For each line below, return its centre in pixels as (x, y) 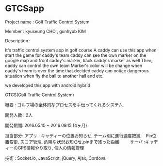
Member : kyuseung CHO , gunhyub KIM (46, 31)
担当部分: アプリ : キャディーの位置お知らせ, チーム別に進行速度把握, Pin (79, 135)
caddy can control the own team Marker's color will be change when (74, 66)
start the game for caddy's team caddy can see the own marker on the (76, 55)
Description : (18, 41)
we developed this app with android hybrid (48, 85)
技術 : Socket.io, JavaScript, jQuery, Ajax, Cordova (55, 158)
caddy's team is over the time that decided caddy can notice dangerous (77, 70)
